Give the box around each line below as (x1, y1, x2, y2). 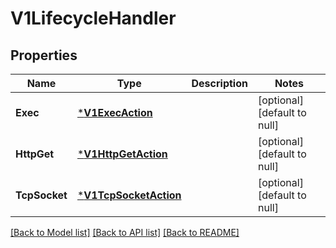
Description (191, 77, 248, 90)
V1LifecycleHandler (10, 7, 177, 30)
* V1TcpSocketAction (76, 188, 182, 202)
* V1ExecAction (76, 106, 153, 119)
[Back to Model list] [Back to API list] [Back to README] (10, 227, 240, 238)
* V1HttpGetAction (76, 147, 168, 161)
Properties (10, 47, 78, 64)
